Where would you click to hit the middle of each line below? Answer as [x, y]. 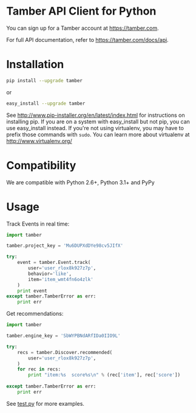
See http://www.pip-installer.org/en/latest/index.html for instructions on [96, 115]
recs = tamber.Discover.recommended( [65, 352]
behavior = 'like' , [50, 274]
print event [32, 291]
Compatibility [41, 165]
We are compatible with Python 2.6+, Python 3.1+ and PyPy [80, 182]
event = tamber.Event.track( [54, 263]
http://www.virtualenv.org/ [39, 141]
